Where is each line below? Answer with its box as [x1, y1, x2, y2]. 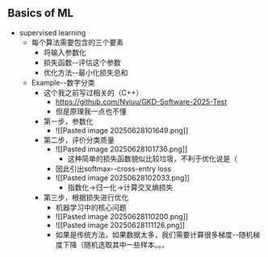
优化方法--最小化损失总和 [43, 68, 128, 77]
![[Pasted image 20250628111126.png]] [55, 220, 186, 230]
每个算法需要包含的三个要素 [31, 37, 124, 47]
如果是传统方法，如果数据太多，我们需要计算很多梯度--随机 [55, 230, 253, 239]
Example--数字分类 [31, 77, 95, 87]
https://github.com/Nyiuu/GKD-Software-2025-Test [55, 97, 228, 106]
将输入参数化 [43, 48, 86, 57]
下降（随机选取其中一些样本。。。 [62, 239, 170, 249]
